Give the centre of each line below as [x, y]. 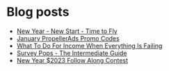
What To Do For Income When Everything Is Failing [89, 45]
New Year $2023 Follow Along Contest [72, 60]
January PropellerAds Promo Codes [68, 38]
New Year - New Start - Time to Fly [67, 31]
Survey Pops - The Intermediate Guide [72, 53]
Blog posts [38, 12]
